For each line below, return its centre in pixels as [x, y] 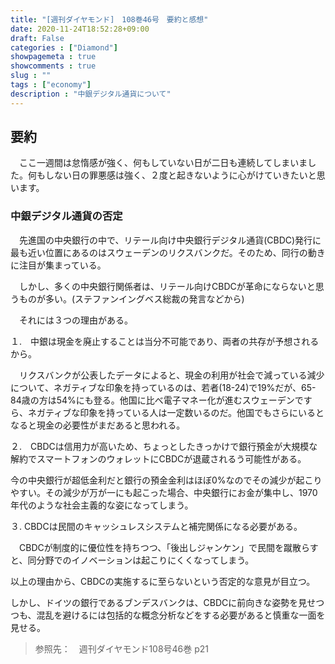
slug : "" [31, 76]
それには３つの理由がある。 [75, 320]
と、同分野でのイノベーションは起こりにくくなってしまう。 [132, 560]
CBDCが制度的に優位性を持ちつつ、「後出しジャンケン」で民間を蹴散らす [168, 547]
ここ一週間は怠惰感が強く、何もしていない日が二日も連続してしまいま [163, 163]
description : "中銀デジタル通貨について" [91, 94]
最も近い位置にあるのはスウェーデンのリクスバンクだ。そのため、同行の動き [168, 252]
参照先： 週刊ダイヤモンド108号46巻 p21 [122, 648]
